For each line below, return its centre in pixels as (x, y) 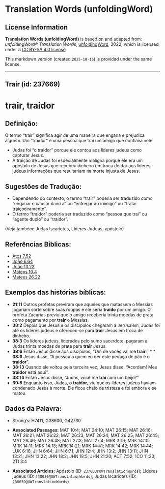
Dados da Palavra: (33, 409)
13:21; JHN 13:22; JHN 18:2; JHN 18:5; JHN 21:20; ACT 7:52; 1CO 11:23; (84, 456)
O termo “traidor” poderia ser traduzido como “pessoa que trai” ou (80, 214)
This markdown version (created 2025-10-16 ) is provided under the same (79, 59)
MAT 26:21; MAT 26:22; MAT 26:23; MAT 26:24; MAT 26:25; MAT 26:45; (85, 435)
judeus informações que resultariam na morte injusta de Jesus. (76, 171)
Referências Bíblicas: (38, 244)
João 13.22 (23, 267)
